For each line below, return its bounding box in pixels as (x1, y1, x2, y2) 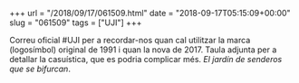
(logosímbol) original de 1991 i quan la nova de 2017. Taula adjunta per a (9, 44, 277, 55)
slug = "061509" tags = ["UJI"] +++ (9, 17, 142, 28)
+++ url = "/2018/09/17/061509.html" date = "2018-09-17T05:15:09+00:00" (9, 8, 292, 18)
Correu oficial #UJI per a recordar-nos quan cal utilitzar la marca (9, 35, 251, 45)
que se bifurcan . (9, 63, 71, 74)
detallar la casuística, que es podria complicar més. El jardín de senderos (9, 54, 283, 64)
